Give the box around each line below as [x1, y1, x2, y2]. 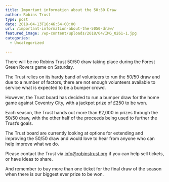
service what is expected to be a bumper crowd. [5, 84, 106, 90]
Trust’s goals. [5, 120, 33, 126]
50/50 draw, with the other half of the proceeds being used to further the [5, 115, 158, 121]
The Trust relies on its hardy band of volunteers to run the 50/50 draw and [5, 74, 160, 80]
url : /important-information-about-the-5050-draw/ [5, 26, 114, 31]
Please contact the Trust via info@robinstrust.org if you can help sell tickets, [5, 150, 164, 157]
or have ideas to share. [5, 156, 53, 162]
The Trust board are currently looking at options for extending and [5, 130, 143, 136]
